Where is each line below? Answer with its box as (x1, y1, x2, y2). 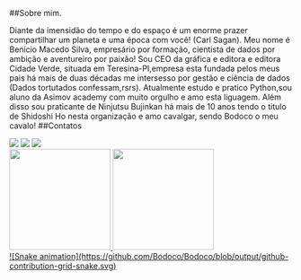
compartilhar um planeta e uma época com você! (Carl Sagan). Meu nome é (9, 35, 290, 45)
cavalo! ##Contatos (9, 120, 83, 131)
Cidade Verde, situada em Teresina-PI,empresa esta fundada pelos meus (9, 63, 280, 74)
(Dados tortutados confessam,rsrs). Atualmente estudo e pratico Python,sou (9, 83, 293, 92)
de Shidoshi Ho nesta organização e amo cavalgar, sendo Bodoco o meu (9, 111, 279, 121)
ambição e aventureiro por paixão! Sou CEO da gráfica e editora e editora (9, 54, 281, 64)
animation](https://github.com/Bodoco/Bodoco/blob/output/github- (39, 251, 289, 261)
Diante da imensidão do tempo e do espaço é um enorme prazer (9, 25, 249, 35)
